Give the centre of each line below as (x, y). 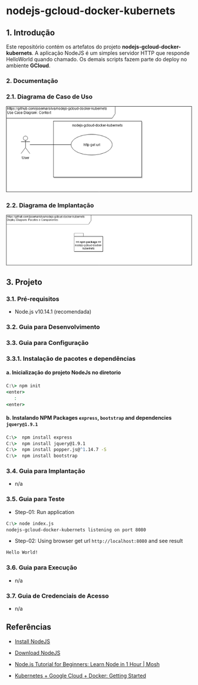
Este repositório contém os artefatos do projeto (63, 47)
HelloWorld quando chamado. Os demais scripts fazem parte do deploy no (97, 59)
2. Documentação (32, 81)
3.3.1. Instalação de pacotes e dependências (71, 358)
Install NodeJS (32, 641)
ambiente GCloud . (28, 65)
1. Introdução (30, 33)
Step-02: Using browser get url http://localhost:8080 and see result (99, 541)
